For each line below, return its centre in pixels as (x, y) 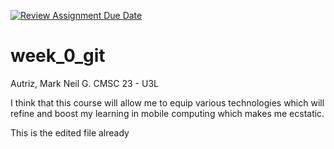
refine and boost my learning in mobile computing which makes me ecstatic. (167, 113)
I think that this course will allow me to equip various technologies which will (167, 102)
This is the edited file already (70, 132)
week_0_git (58, 56)
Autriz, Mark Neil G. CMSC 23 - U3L (84, 83)
